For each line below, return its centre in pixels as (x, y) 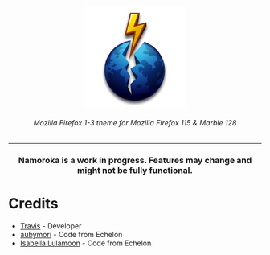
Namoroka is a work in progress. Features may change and (135, 161)
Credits (33, 204)
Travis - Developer (51, 226)
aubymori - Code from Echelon (71, 235)
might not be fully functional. (135, 171)
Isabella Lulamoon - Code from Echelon (86, 243)
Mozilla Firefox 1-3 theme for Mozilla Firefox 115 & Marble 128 (135, 122)
